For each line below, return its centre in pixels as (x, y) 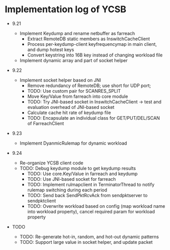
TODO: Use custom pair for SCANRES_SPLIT (74, 91)
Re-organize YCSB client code (51, 163)
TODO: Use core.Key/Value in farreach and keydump (82, 174)
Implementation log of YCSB (66, 9)
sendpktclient (42, 201)
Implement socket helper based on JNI (60, 80)
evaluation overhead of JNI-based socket (71, 107)
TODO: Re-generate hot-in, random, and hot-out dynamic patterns (89, 237)
